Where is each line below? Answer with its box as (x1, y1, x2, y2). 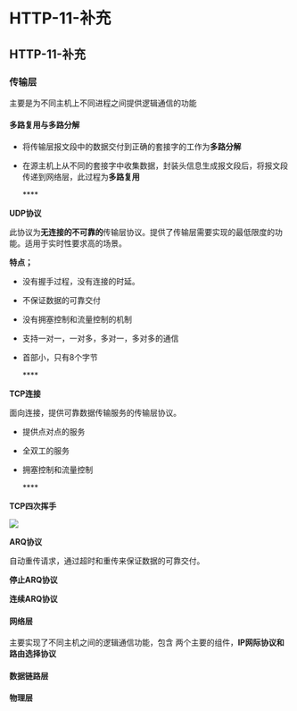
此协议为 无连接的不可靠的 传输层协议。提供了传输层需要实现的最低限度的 (9, 227, 275, 238)
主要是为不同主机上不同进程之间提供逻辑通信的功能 (9, 97, 197, 108)
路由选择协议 (9, 648, 56, 659)
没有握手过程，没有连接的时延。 (21, 276, 140, 287)
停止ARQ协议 (9, 574, 58, 586)
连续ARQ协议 (9, 594, 58, 605)
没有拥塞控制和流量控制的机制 (21, 314, 132, 325)
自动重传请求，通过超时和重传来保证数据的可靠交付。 (9, 555, 205, 566)
